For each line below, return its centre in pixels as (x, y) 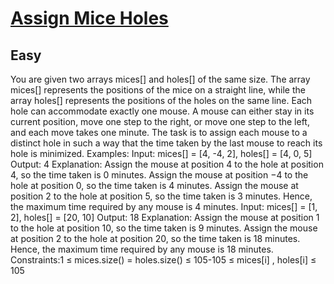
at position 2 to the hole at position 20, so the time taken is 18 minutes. (155, 238)
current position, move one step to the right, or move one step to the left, (160, 121)
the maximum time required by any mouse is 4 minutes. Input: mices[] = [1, (164, 206)
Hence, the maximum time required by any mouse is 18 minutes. (142, 249)
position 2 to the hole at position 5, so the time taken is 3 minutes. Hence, (161, 196)
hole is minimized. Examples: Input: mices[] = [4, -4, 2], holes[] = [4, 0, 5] (161, 153)
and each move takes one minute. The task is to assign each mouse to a (159, 132)
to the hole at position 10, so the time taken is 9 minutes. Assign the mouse (164, 228)
